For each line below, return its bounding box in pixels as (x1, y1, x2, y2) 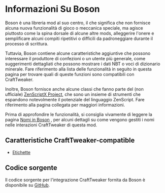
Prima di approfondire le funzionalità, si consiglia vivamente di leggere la (5, 111, 153, 117)
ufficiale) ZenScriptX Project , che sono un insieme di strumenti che (5, 91, 141, 97)
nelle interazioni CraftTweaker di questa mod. (5, 122, 98, 128)
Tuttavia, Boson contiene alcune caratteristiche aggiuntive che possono (5, 50, 151, 56)
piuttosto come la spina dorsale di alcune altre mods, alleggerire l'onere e (5, 30, 154, 36)
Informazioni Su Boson (5, 3, 100, 15)
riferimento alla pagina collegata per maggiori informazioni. (5, 102, 125, 108)
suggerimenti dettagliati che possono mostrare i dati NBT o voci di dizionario (5, 61, 161, 67)
